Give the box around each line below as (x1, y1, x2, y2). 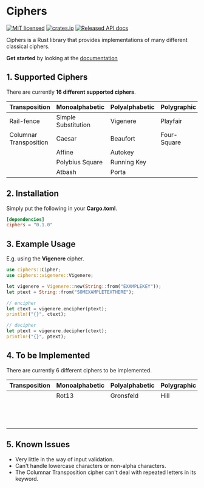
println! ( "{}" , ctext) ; (6, 312, 67, 318)
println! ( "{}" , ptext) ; (6, 333, 67, 340)
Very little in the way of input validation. (15, 455, 114, 463)
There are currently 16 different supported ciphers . (6, 88, 136, 96)
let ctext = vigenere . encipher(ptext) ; (6, 305, 107, 312)
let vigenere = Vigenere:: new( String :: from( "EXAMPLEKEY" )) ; (6, 283, 162, 290)
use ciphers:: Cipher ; (6, 267, 61, 273)
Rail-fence (9, 117, 41, 125)
